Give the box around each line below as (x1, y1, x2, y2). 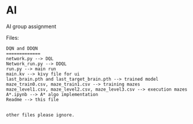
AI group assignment (6, 23, 57, 30)
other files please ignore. (6, 112, 75, 118)
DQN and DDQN (6, 45, 38, 51)
